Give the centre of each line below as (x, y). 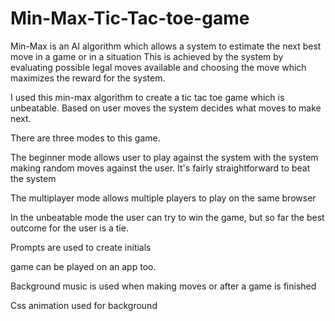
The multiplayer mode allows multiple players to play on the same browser (163, 198)
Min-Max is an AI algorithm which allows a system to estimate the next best (166, 46)
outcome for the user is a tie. (69, 228)
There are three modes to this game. (85, 138)
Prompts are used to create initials (81, 247)
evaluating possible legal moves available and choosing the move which (158, 67)
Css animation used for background (84, 305)
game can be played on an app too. (83, 266)
